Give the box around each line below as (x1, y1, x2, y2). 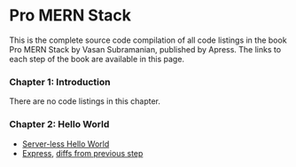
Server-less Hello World (21, 139, 110, 149)
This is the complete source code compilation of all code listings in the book (9, 35, 287, 45)
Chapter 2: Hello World (9, 118, 110, 131)
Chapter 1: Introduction (9, 76, 111, 88)
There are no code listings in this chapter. (9, 96, 161, 107)
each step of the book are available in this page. (9, 53, 184, 64)
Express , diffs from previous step (21, 147, 144, 158)
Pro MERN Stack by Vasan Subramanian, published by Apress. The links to (9, 44, 282, 54)
